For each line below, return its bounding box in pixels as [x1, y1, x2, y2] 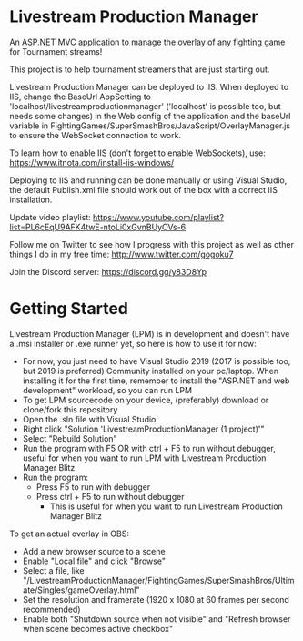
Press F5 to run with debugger [35, 481, 151, 493]
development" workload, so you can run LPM [22, 384, 193, 395]
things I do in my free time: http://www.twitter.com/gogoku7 [9, 249, 234, 259]
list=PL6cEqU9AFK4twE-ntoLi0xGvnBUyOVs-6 [9, 221, 187, 232]
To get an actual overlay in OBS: [9, 528, 130, 539]
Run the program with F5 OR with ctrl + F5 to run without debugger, [22, 443, 276, 453]
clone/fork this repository [22, 403, 118, 415]
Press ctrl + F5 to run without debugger [35, 491, 185, 502]
